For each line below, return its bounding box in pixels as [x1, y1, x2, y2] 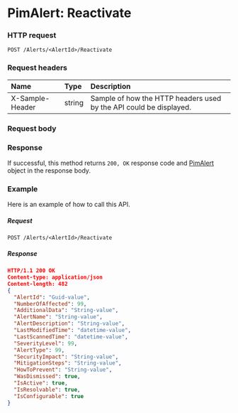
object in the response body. [7, 166, 91, 175]
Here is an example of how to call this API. [7, 200, 130, 209]
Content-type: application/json [7, 274, 103, 281]
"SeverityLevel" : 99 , [13, 340, 78, 347]
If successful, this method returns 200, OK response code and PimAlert [7, 159, 215, 167]
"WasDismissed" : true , [13, 373, 81, 380]
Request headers [7, 63, 68, 73]
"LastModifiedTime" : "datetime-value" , [13, 327, 132, 334]
